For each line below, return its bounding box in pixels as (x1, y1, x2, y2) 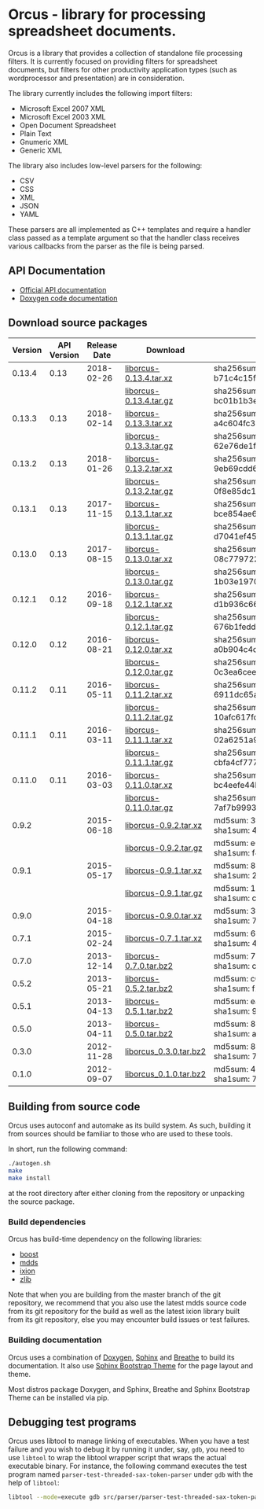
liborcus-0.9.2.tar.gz (124, 842, 203, 853)
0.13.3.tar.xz (124, 418, 173, 429)
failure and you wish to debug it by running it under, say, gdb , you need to (8, 1445, 245, 1454)
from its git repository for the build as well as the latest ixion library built (8, 1307, 240, 1316)
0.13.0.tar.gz (124, 576, 174, 587)
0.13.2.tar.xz (124, 462, 173, 473)
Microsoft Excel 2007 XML (19, 104, 106, 113)
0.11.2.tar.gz (124, 712, 174, 723)
